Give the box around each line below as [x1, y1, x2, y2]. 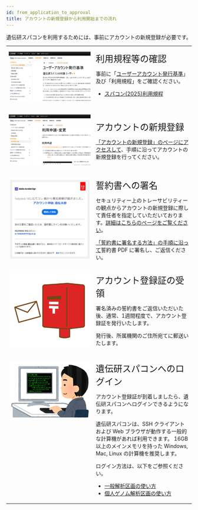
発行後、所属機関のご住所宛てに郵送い [95, 332, 189, 339]
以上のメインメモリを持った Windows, [95, 443, 189, 450]
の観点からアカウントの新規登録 [95, 204, 174, 211]
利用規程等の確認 [95, 53, 167, 65]
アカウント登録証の [95, 275, 176, 287]
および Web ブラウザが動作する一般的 [95, 428, 187, 435]
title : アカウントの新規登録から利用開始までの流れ [6, 15, 117, 22]
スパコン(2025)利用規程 [104, 90, 164, 98]
